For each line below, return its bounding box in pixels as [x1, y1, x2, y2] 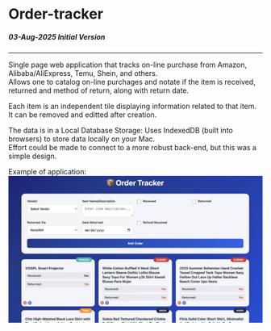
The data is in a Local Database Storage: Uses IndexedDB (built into [8, 126, 234, 136]
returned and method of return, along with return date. [8, 86, 190, 95]
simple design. [8, 151, 57, 161]
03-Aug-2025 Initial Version [8, 31, 106, 41]
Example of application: [8, 167, 87, 177]
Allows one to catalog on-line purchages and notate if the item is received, [8, 78, 256, 87]
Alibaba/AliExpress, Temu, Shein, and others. [8, 69, 158, 78]
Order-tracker [8, 5, 103, 23]
